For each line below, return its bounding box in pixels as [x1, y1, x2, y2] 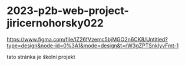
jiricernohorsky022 [6, 16, 104, 30]
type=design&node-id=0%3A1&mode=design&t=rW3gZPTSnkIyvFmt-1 [6, 42, 179, 49]
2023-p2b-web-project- [6, 4, 129, 18]
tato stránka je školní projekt [6, 53, 75, 60]
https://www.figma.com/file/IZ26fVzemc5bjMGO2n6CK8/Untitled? [6, 36, 169, 43]
